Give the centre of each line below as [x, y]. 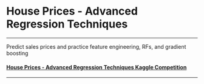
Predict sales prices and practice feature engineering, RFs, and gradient [96, 46]
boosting [17, 53]
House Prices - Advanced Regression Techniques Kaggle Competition [97, 67]
